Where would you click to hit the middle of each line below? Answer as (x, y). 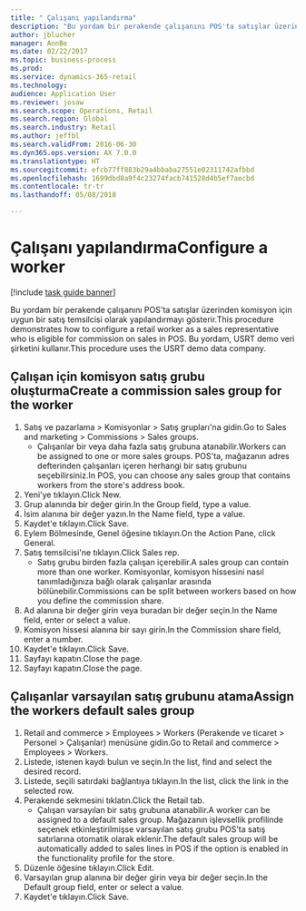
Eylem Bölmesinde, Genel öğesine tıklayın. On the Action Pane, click (149, 533)
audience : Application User (64, 93)
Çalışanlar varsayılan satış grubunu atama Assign (152, 696)
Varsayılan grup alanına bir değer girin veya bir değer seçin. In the (146, 877)
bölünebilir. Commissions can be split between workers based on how (167, 591)
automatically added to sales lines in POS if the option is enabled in (163, 848)
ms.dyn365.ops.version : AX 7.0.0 (74, 152)
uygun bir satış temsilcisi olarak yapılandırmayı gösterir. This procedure (142, 319)
